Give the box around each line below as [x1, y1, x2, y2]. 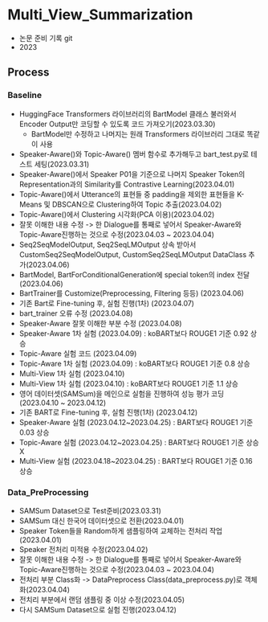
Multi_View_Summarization [7, 6, 193, 24]
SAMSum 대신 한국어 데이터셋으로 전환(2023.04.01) [18, 516, 185, 526]
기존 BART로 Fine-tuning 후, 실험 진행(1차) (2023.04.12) [18, 407, 198, 417]
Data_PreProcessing [7, 486, 89, 497]
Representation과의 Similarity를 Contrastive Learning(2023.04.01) [18, 179, 235, 189]
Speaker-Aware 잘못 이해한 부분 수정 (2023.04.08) [18, 318, 182, 328]
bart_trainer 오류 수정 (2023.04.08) [18, 308, 133, 318]
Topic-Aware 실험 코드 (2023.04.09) [18, 348, 137, 358]
